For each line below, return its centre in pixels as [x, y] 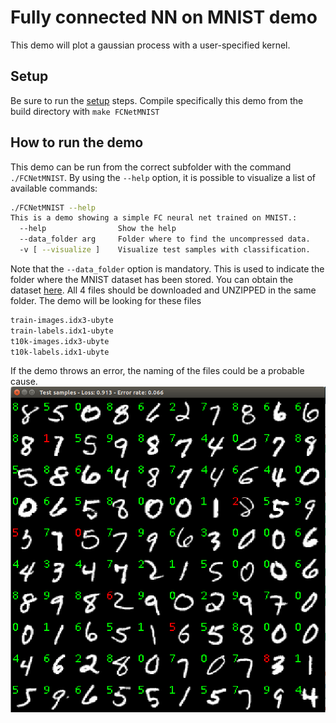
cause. [24, 382]
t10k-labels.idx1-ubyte [60, 352]
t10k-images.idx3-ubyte [60, 341]
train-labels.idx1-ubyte [62, 331]
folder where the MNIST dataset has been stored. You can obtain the [152, 279]
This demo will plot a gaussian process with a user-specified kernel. [150, 45]
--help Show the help [98, 229]
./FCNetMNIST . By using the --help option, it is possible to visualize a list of [163, 177]
